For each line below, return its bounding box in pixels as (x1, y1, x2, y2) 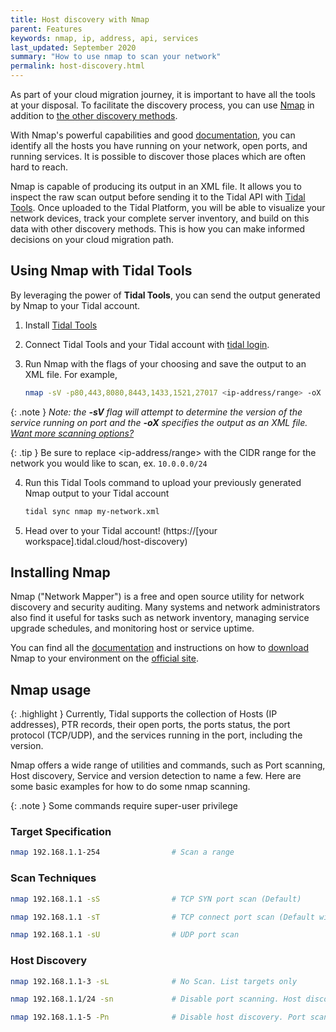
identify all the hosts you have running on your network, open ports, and (10, 140, 308, 151)
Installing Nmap (10, 564, 111, 581)
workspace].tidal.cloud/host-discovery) (24, 535, 188, 547)
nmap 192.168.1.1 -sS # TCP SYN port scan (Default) (10, 894, 302, 904)
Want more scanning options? (10, 427, 135, 439)
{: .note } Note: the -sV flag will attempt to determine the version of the (10, 406, 303, 418)
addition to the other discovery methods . (10, 110, 178, 121)
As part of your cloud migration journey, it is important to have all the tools (10, 89, 316, 100)
